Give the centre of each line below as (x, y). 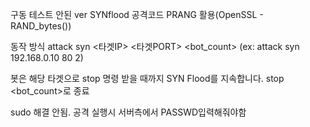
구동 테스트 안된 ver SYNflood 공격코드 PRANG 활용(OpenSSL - (137, 14)
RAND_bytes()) (41, 26)
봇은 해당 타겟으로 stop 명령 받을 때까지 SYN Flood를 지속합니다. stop (147, 78)
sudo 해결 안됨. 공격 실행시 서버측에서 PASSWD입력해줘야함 (128, 112)
